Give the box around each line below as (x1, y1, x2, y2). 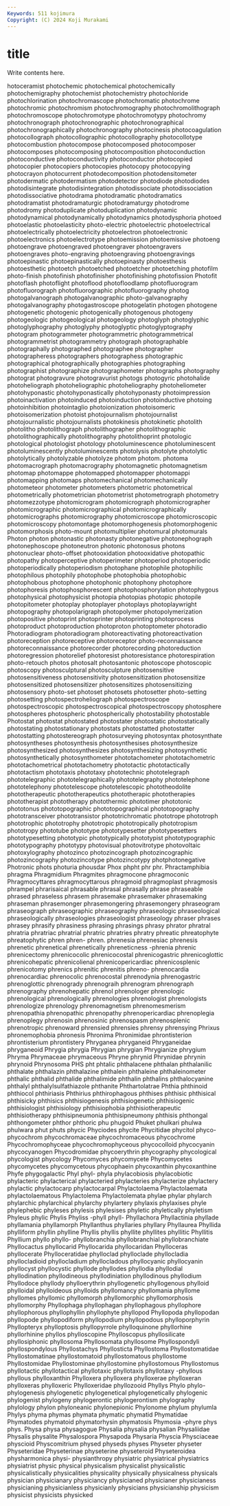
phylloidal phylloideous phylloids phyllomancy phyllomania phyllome (7, 1286, 200, 1295)
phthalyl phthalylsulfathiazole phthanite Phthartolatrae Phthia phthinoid (7, 1082, 208, 1090)
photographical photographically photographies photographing (7, 359, 185, 368)
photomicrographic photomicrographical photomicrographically (7, 506, 187, 514)
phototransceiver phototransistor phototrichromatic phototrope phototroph (7, 812, 218, 820)
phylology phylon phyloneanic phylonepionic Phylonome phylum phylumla (7, 1403, 218, 1412)
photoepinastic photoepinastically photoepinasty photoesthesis (7, 257, 187, 265)
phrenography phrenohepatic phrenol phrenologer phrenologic (7, 987, 185, 996)
